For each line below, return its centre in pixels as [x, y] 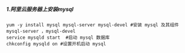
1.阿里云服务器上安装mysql [40, 9]
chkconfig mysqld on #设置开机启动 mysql [56, 44]
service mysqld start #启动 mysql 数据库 [58, 38]
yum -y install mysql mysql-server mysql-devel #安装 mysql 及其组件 [92, 25]
